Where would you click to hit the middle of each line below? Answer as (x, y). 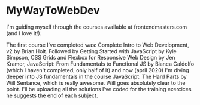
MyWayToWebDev (53, 10)
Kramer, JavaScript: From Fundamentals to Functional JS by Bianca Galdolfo (100, 64)
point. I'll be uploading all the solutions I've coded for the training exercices (99, 89)
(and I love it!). (24, 33)
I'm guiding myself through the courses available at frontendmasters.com (97, 27)
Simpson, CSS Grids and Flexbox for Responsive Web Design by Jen (91, 57)
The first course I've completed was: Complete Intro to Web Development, (98, 45)
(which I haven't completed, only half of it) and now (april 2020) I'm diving (98, 70)
